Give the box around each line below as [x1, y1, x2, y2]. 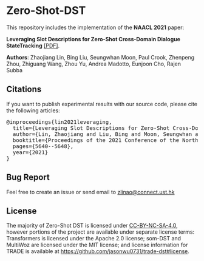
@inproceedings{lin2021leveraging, [6, 118, 112, 125]
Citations [6, 84, 42, 95]
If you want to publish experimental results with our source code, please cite [6, 100, 197, 107]
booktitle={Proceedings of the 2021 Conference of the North [12, 137, 199, 143]
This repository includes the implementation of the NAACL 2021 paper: [6, 24, 184, 31]
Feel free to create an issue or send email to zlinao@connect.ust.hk [6, 188, 175, 195]
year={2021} [12, 149, 49, 155]
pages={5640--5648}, [12, 143, 74, 149]
